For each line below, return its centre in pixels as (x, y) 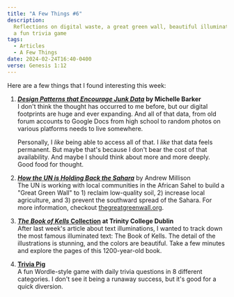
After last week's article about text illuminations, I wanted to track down (120, 228)
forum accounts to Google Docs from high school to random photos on (119, 121)
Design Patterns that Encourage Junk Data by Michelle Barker (109, 99)
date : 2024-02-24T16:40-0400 (49, 59)
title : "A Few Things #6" (45, 14)
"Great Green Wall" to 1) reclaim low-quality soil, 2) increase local (111, 192)
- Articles (29, 46)
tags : (15, 40)
